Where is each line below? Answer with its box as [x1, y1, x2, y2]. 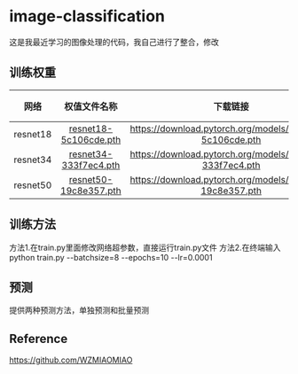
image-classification [9, 6, 166, 27]
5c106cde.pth [60, 133, 122, 145]
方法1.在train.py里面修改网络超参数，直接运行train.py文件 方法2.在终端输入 [9, 242, 281, 253]
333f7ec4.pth [61, 159, 121, 171]
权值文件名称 [64, 100, 118, 113]
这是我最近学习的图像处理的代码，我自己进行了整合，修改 [9, 36, 219, 47]
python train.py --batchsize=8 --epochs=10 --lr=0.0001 [9, 252, 213, 262]
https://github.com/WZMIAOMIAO [9, 355, 133, 365]
